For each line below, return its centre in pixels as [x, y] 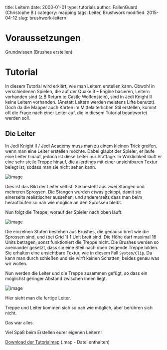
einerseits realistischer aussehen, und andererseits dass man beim [74, 197]
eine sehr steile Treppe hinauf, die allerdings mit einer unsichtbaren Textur [82, 162]
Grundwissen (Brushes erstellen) [39, 52]
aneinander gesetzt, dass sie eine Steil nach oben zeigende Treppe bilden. [82, 247]
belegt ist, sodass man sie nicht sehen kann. [51, 167]
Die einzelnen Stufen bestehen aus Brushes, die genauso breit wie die [77, 231]
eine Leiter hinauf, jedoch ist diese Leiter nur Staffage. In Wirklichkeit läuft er [84, 156]
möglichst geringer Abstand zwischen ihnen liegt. [56, 278]
